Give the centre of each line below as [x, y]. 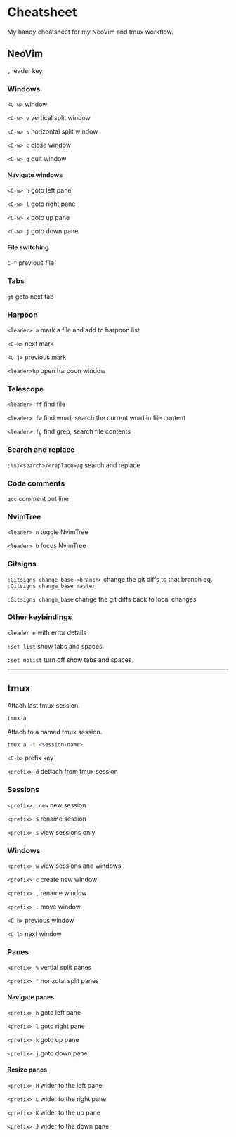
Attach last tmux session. [44, 705]
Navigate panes [31, 997]
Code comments [36, 483]
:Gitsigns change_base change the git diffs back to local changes [102, 599]
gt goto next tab [31, 297]
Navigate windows [35, 175]
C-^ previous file [31, 263]
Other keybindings [40, 617]
